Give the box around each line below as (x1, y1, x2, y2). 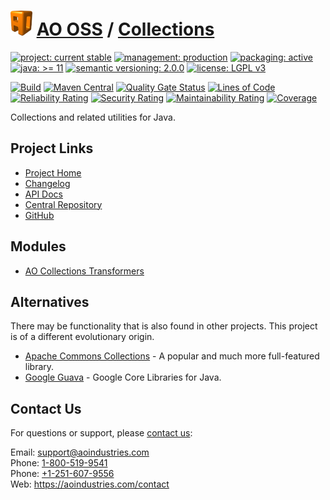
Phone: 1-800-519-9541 (10, 457, 108, 469)
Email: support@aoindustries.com (10, 446, 150, 459)
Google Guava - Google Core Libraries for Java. (24, 371, 222, 384)
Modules (10, 238, 67, 255)
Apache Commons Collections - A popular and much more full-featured (24, 350, 320, 362)
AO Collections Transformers (24, 265, 145, 277)
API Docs (24, 188, 63, 200)
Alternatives (10, 293, 90, 310)
